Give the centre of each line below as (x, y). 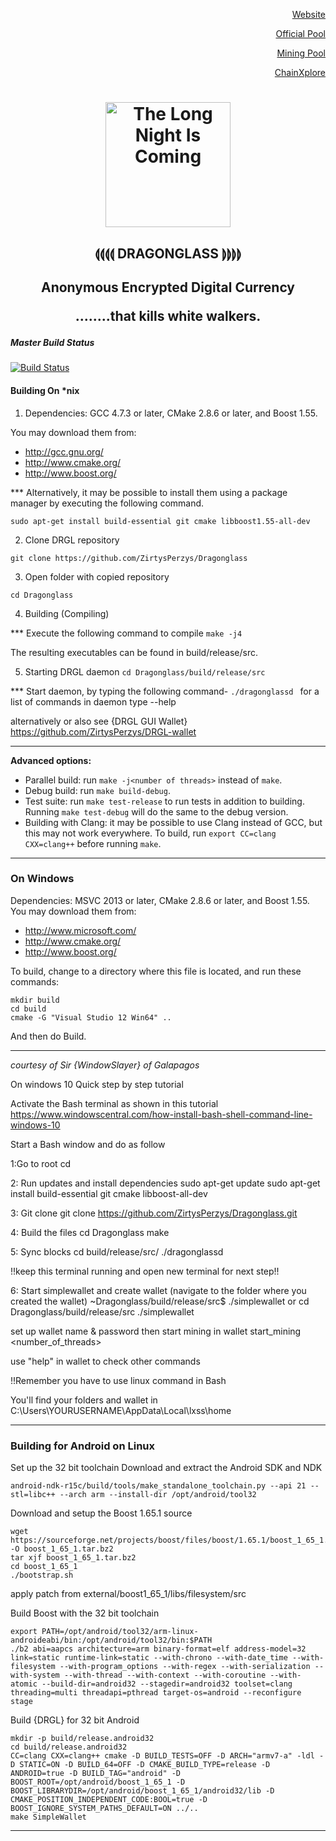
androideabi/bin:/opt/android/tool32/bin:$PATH (111, 1640)
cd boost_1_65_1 (44, 1567)
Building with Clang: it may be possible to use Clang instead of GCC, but (173, 822)
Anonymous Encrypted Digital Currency (167, 287)
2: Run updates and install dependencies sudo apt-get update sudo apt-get (165, 1183)
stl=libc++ (33, 1495)
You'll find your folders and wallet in (84, 1400)
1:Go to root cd (41, 1163)
